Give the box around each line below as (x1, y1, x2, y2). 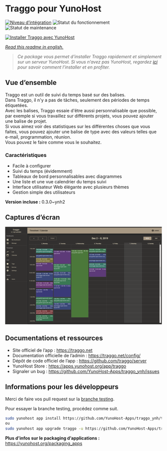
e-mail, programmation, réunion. (5, 134, 72, 140)
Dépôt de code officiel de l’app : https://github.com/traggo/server (12, 358, 147, 364)
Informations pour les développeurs (5, 383, 119, 391)
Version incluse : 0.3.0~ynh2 (5, 199, 66, 205)
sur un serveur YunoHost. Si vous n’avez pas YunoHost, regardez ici (17, 59, 158, 65)
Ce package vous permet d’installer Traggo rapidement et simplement (17, 53, 162, 60)
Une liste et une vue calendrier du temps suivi (12, 179, 107, 185)
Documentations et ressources (5, 334, 103, 343)
